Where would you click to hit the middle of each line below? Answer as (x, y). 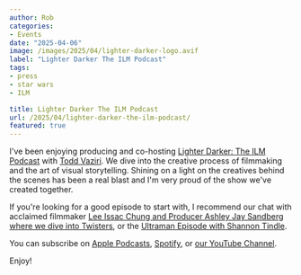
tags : (19, 68)
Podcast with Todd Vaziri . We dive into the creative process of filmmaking (146, 161)
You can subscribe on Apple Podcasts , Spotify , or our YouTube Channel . (143, 244)
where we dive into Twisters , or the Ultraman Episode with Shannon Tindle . (148, 226)
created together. (41, 190)
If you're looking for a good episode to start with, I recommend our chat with (150, 207)
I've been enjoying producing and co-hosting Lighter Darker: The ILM (138, 151)
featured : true (38, 126)
